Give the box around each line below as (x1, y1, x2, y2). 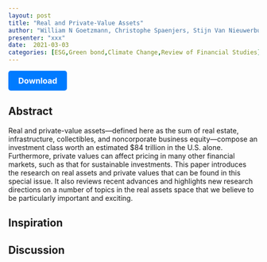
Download (18, 75, 58, 86)
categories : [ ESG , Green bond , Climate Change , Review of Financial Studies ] (8, 48, 261, 56)
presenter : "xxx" (8, 33, 66, 42)
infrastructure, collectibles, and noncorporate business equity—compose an (8, 134, 258, 144)
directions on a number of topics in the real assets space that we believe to (8, 184, 254, 195)
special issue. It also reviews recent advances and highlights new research (8, 176, 253, 186)
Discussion (8, 243, 65, 256)
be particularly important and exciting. (8, 193, 133, 202)
